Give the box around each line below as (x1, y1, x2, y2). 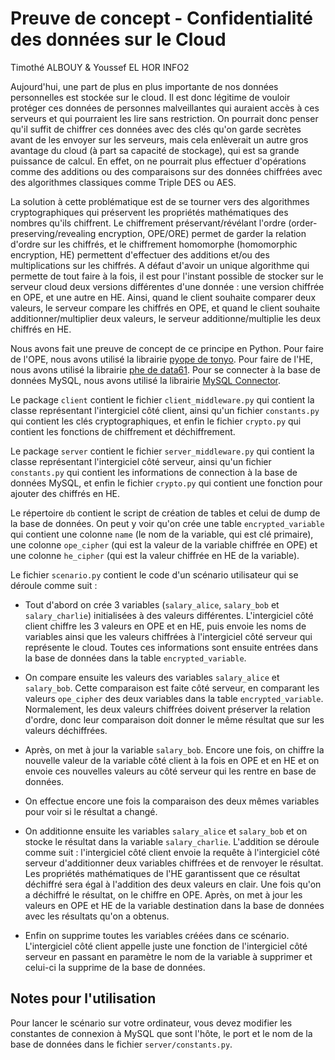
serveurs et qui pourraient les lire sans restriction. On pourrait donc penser (10, 112, 319, 124)
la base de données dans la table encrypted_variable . (24, 652, 247, 664)
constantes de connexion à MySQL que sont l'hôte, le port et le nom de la (10, 1027, 313, 1039)
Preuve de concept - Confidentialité (10, 7, 313, 30)
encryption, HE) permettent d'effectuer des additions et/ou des (10, 248, 270, 261)
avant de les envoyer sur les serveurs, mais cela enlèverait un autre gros (10, 133, 309, 146)
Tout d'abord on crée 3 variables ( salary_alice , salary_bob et (24, 598, 280, 611)
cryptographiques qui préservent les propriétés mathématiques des (10, 206, 289, 218)
